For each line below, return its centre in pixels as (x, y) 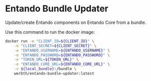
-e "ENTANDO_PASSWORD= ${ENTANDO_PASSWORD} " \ (62, 55)
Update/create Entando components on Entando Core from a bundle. (76, 22)
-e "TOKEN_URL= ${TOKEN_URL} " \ (46, 60)
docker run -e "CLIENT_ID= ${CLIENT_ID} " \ (50, 41)
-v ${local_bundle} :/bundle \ (45, 69)
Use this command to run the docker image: (50, 32)
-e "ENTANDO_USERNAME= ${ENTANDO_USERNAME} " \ (62, 50)
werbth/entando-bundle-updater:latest (54, 74)
